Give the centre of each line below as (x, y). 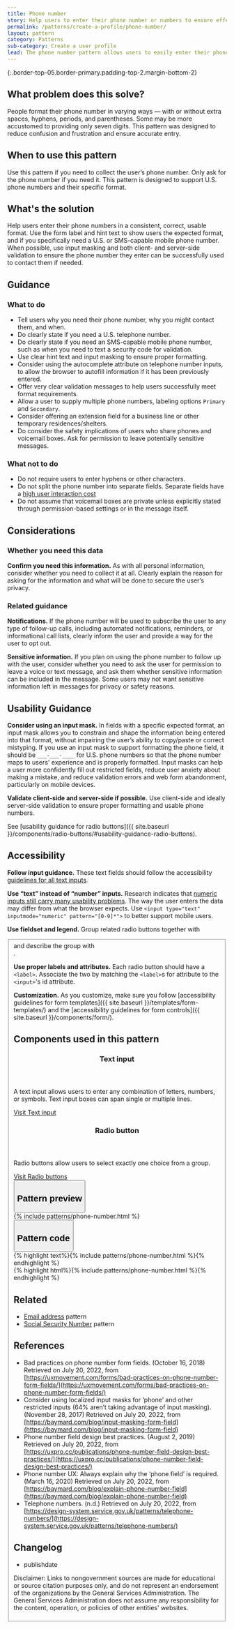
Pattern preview (49, 1199)
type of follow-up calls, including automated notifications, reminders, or (110, 629)
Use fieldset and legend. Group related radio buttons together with (104, 929)
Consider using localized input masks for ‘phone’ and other (109, 1399)
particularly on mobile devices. (52, 785)
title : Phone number (37, 14)
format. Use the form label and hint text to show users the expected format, (116, 233)
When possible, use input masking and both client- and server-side (104, 248)
